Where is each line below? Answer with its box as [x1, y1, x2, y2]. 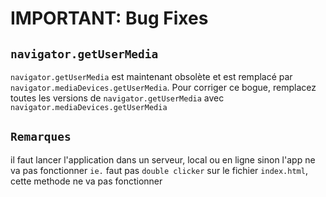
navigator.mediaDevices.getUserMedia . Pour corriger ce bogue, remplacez [10, 82, 317, 93]
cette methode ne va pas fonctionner [10, 175, 163, 187]
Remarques [10, 130, 72, 144]
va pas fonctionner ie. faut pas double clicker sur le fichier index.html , [10, 164, 308, 176]
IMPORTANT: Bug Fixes [10, 7, 209, 30]
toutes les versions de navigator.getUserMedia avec [10, 92, 225, 104]
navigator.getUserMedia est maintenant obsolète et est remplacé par [10, 71, 293, 82]
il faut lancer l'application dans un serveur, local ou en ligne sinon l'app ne [10, 153, 316, 166]
